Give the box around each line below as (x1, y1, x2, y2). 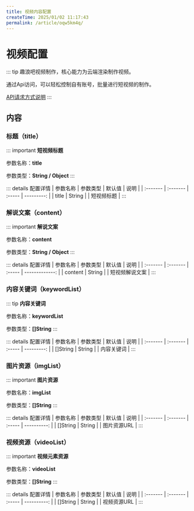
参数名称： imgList (6, 389, 52, 396)
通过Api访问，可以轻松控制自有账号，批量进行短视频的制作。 (6, 81, 155, 88)
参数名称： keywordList (6, 312, 63, 320)
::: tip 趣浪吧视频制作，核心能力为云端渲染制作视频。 (6, 68, 135, 75)
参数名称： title (6, 159, 43, 166)
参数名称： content (6, 236, 52, 243)
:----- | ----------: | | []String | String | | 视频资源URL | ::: (6, 498, 144, 506)
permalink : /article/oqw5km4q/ (6, 20, 84, 26)
